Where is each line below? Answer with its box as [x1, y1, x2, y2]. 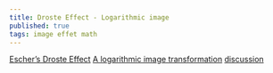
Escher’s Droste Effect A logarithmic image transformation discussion [9, 54, 265, 65]
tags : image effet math [9, 29, 98, 38]
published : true [9, 21, 70, 30]
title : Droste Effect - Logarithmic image [9, 12, 170, 22]
